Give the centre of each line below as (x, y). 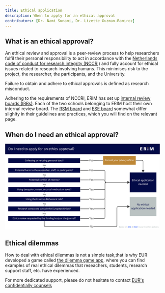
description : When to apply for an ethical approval (60, 15)
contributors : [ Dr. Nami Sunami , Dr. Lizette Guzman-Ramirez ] (70, 21)
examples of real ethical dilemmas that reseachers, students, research (76, 265)
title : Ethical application (34, 10)
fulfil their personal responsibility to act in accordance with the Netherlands (81, 59)
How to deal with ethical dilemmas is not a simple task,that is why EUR (76, 255)
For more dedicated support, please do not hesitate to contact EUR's (75, 280)
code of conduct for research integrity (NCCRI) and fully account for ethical (82, 63)
